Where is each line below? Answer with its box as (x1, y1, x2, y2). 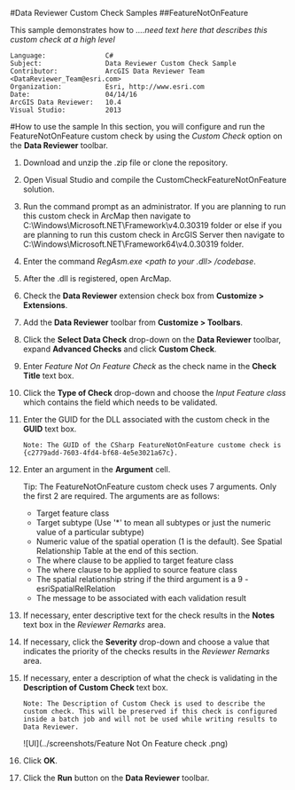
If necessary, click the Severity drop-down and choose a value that (22, 636, 270, 647)
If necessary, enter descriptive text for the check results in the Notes (22, 610, 276, 620)
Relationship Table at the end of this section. (35, 546, 198, 556)
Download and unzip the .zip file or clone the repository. (22, 157, 229, 168)
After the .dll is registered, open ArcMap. (22, 273, 172, 283)
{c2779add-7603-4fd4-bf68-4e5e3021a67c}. (22, 448, 178, 457)
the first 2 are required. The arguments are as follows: (22, 491, 220, 501)
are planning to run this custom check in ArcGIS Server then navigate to (22, 230, 285, 240)
